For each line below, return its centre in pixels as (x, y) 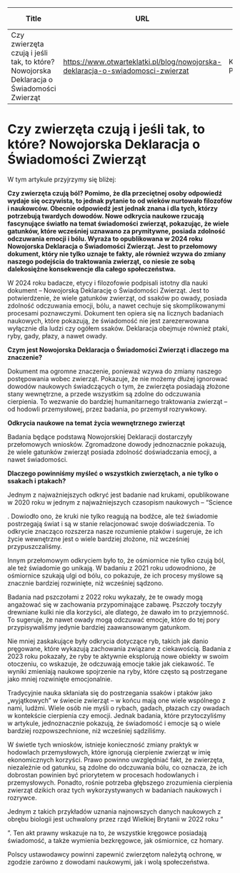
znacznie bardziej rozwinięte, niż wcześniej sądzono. (86, 583)
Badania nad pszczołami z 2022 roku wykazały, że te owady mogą (105, 597)
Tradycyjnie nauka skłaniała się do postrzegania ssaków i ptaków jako (110, 692)
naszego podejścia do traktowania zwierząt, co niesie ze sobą (101, 261)
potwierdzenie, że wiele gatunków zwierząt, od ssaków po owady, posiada (117, 298)
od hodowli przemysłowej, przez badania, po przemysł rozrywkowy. (107, 409)
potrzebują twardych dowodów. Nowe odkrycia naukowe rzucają (106, 216)
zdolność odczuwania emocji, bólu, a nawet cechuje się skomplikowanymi (116, 306)
